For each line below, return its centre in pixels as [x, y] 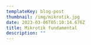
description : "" [26, 33]
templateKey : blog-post [35, 11]
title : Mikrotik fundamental [42, 28]
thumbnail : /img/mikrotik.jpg [43, 17]
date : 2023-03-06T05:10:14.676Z [45, 22]
